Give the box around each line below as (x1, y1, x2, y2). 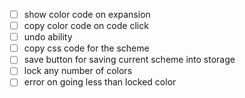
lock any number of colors (23, 65, 133, 77)
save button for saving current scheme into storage (23, 54, 236, 66)
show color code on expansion (23, 9, 151, 20)
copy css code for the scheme (23, 42, 150, 54)
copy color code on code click (23, 20, 149, 32)
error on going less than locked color (23, 76, 177, 88)
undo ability (23, 31, 73, 43)
